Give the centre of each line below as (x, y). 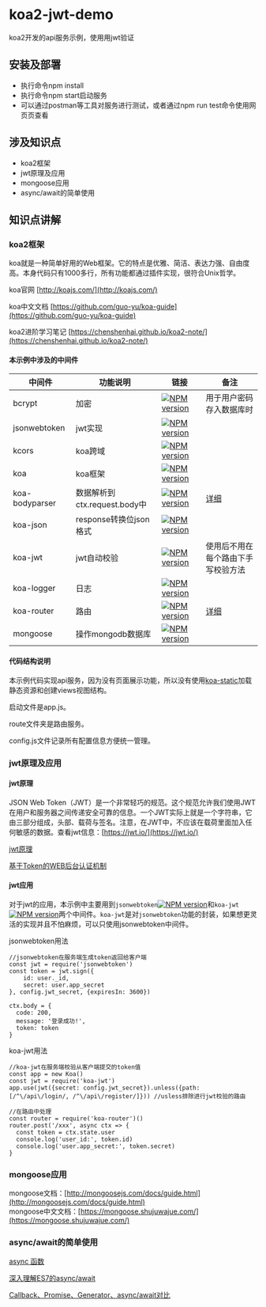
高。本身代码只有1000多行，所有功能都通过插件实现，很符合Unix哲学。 (124, 273)
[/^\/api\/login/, (39, 1096)
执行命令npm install (52, 85)
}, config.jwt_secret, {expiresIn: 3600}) (80, 992)
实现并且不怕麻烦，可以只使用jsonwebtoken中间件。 (108, 924)
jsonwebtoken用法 (39, 941)
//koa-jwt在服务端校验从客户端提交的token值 (75, 1067)
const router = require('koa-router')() (77, 1118)
